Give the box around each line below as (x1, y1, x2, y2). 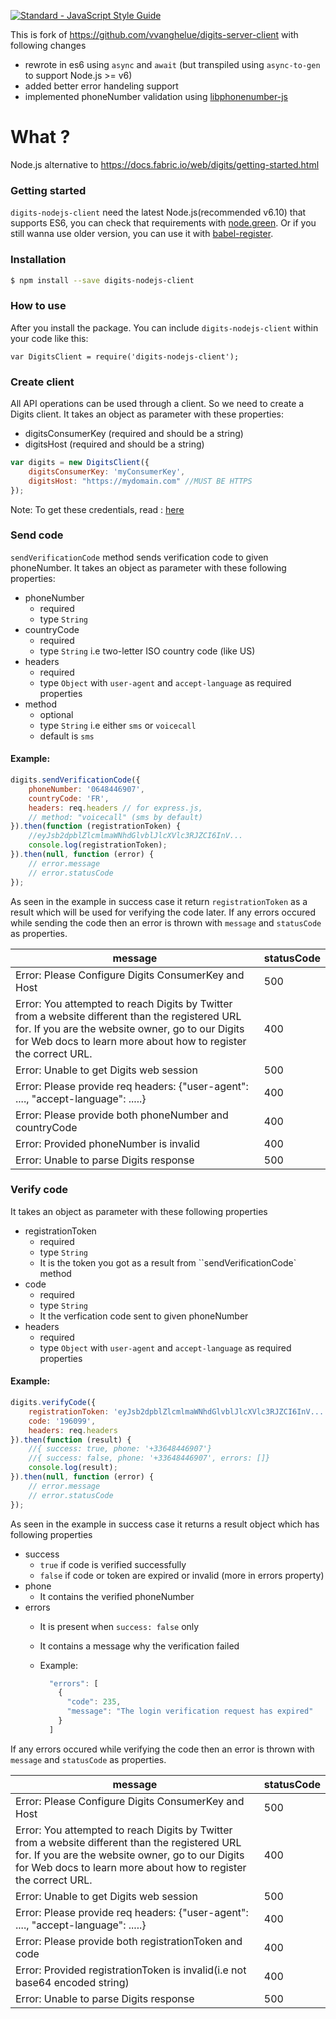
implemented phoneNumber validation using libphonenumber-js (24, 91, 288, 102)
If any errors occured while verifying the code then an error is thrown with (10, 1743, 315, 1755)
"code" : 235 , (66, 1697, 122, 1707)
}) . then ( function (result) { (10, 1435, 132, 1445)
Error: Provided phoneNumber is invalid (15, 1136, 200, 1150)
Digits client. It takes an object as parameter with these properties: (10, 408, 285, 420)
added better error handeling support (24, 80, 179, 92)
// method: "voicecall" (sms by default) (28, 812, 203, 822)
